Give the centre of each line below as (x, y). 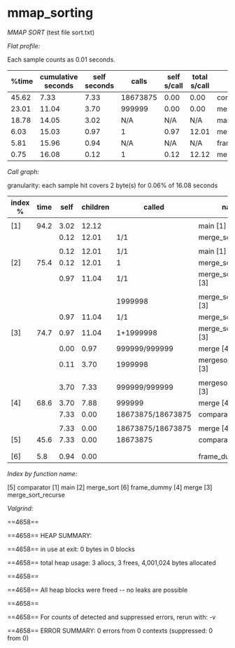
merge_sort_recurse (36, 494)
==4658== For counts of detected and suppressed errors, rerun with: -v (112, 617)
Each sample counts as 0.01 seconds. (61, 59)
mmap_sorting (50, 13)
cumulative (59, 76)
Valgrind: (20, 508)
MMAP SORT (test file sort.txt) (51, 32)
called (154, 207)
